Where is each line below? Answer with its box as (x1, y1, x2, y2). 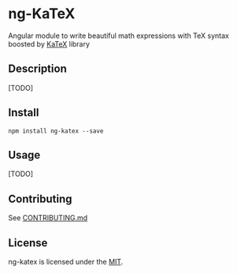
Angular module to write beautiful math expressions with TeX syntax (8, 31, 230, 40)
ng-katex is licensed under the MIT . (8, 257, 124, 266)
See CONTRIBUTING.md (8, 213, 88, 223)
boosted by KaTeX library (8, 39, 91, 48)
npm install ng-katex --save (8, 127, 104, 135)
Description (8, 62, 67, 76)
